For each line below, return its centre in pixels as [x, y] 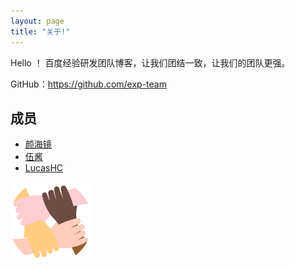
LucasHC [44, 168]
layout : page [37, 21]
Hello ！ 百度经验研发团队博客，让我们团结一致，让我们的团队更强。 [150, 62]
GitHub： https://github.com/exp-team [88, 84]
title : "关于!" [40, 31]
